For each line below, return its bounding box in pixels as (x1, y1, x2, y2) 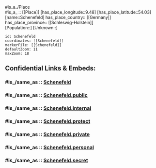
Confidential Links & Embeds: (5, 64, 96, 72)
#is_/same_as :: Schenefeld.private (5, 131, 90, 137)
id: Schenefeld (5, 34, 36, 39)
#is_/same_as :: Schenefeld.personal (5, 144, 94, 151)
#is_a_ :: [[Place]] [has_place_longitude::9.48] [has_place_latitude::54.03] (5, 9, 152, 15)
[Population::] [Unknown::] (5, 25, 58, 31)
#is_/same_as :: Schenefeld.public (5, 92, 88, 99)
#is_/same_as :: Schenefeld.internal (5, 105, 92, 112)
